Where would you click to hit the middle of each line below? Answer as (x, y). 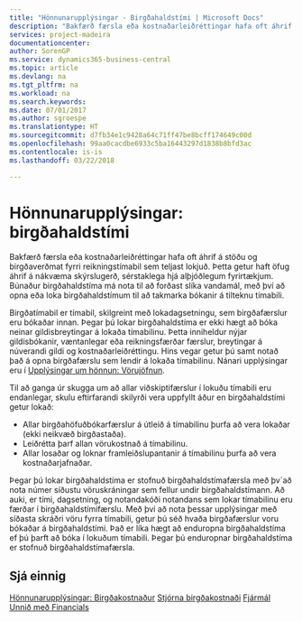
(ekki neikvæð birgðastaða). (74, 434)
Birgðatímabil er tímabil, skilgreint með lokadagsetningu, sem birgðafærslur (148, 313)
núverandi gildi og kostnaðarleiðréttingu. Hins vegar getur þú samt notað (144, 351)
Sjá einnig (37, 575)
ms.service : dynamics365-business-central (90, 60)
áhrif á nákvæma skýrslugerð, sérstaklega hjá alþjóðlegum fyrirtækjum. (142, 276)
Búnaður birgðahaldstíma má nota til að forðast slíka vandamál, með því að (147, 286)
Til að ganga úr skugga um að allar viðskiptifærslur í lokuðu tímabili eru (141, 388)
